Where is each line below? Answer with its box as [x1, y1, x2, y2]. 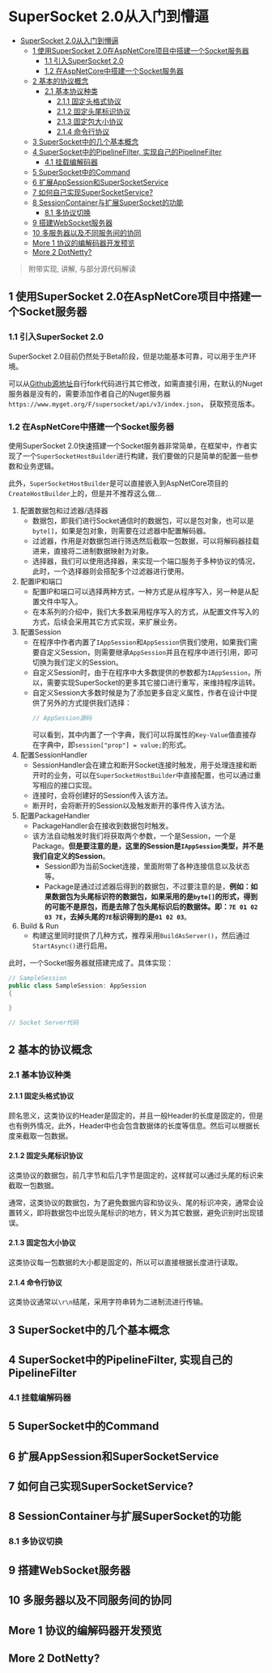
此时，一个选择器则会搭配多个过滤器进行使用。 [32, 566, 189, 575]
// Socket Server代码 [8, 1019, 79, 1027]
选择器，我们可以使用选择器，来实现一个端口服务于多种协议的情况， [32, 556, 260, 566]
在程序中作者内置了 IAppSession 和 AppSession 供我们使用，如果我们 [32, 637, 251, 647]
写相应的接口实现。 [32, 780, 97, 790]
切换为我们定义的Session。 [32, 657, 123, 667]
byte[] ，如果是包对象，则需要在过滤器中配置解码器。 [32, 525, 210, 535]
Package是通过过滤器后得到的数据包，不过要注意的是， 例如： [44, 881, 251, 891]
